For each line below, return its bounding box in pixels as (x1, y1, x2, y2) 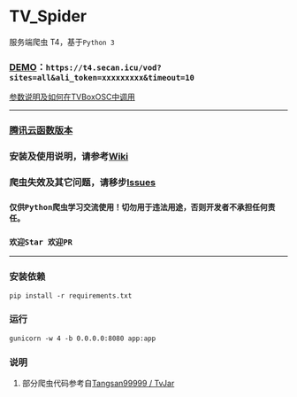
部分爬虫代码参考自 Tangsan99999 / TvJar (21, 378, 175, 389)
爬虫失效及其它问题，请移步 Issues (9, 176, 156, 188)
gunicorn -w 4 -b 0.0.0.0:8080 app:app (9, 334, 156, 343)
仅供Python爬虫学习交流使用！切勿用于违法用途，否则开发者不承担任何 (9, 202, 268, 212)
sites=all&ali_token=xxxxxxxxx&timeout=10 (9, 73, 194, 82)
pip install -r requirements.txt (9, 291, 133, 300)
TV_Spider (9, 6, 88, 27)
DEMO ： (9, 60, 46, 73)
